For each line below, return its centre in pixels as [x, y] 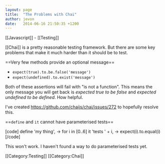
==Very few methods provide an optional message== [60, 62]
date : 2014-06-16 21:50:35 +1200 [42, 24]
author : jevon [20, 19]
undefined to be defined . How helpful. [44, 97]
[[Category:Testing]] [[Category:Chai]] [45, 156]
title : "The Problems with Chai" [41, 14]
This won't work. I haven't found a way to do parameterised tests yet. [77, 147]
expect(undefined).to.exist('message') [54, 78]
